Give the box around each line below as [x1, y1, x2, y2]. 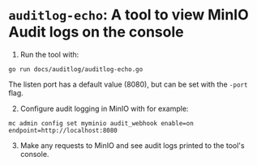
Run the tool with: [19, 49, 79, 59]
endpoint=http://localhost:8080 [8, 126, 118, 134]
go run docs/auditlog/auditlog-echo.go [8, 65, 143, 74]
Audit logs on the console [8, 23, 184, 41]
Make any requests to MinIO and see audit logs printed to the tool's [19, 140, 245, 150]
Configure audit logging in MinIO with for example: [19, 104, 189, 113]
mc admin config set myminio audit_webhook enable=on [8, 119, 195, 127]
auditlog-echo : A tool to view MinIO [8, 6, 249, 24]
